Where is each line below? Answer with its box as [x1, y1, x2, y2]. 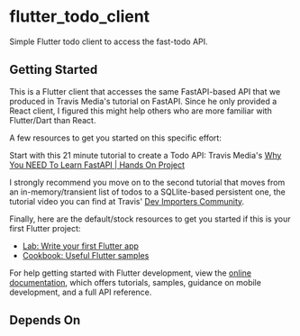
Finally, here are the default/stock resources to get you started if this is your [9, 213, 291, 224]
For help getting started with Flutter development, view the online [9, 268, 252, 278]
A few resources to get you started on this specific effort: [9, 132, 223, 143]
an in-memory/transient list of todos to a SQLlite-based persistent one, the [9, 186, 286, 197]
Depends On [9, 313, 81, 328]
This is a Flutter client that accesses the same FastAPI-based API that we [9, 86, 281, 96]
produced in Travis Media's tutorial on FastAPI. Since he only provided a [9, 95, 277, 106]
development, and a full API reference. [9, 286, 152, 297]
